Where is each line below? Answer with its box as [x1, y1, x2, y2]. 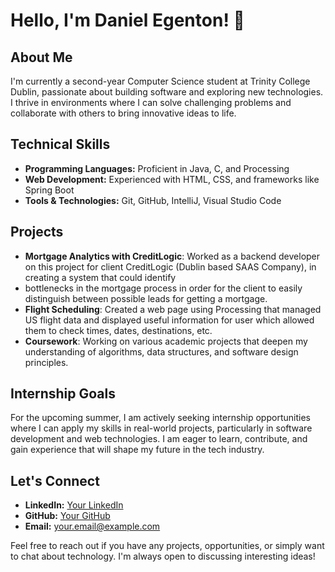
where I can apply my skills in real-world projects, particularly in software [10, 422, 313, 434]
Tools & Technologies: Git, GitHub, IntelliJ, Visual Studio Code [24, 194, 282, 206]
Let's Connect [10, 472, 100, 489]
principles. [24, 356, 69, 368]
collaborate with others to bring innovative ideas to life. [10, 107, 237, 119]
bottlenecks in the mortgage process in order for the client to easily [24, 282, 303, 294]
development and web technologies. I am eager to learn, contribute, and [10, 433, 308, 445]
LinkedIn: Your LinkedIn [24, 499, 124, 511]
